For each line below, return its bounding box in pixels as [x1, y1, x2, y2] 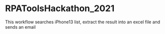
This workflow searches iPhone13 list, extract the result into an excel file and [5, 19, 161, 25]
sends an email [5, 24, 36, 30]
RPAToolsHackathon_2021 [5, 3, 115, 14]
